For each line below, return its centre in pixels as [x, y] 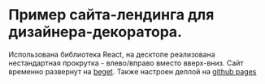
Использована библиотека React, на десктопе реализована [112, 54]
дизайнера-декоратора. [96, 32]
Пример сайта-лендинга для [111, 15]
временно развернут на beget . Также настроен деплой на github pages [132, 71]
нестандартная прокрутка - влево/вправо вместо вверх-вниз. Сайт [126, 63]
